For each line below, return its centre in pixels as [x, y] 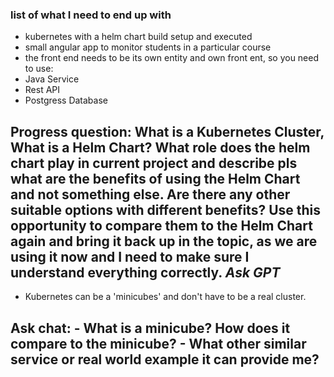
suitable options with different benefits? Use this [166, 209]
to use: [39, 69]
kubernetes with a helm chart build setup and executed [138, 37]
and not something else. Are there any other [150, 194]
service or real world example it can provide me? [165, 359]
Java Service [52, 79]
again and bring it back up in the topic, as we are [164, 241]
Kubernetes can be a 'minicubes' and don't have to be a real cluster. [165, 297]
